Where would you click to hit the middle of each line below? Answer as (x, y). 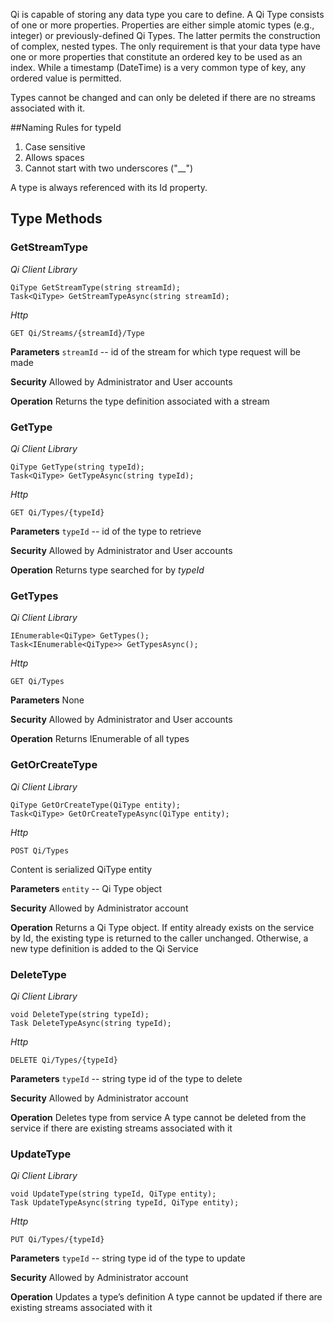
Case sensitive (55, 147)
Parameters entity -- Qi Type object (86, 888)
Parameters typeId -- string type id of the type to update (128, 1258)
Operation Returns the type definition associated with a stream (140, 401)
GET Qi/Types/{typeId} (57, 512)
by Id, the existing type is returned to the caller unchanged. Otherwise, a (159, 938)
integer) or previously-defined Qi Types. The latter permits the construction (165, 35)
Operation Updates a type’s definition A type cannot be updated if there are (166, 1297)
